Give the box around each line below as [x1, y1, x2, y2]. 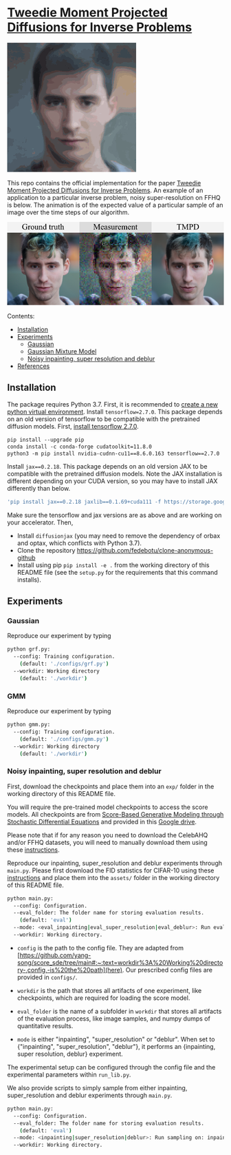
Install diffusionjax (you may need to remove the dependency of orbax [16, 531, 221, 540]
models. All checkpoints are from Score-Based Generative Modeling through [7, 810, 224, 818]
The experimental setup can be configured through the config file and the [7, 1063, 216, 1071]
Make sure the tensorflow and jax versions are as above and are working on [7, 511, 222, 519]
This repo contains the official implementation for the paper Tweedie [7, 178, 201, 187]
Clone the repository [16, 546, 76, 554]
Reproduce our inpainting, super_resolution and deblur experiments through [7, 859, 223, 867]
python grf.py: [7, 646, 51, 653]
